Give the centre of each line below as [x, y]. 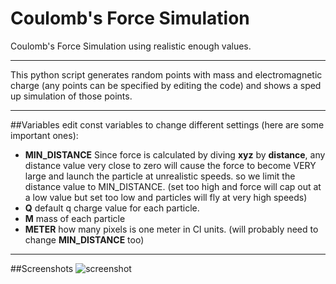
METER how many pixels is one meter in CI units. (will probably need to [171, 229]
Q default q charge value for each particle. [112, 208]
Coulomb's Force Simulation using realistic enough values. [131, 46]
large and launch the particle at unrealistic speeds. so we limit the [160, 176]
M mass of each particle [75, 218]
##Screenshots [42, 268]
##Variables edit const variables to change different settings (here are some [167, 124]
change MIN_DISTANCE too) [84, 239]
